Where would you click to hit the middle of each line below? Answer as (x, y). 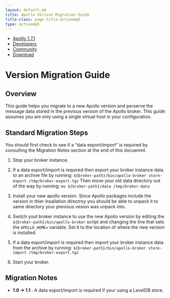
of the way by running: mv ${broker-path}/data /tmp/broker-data (81, 186)
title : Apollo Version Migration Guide (47, 15)
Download (23, 55)
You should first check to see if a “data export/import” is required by (77, 145)
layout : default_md (26, 10)
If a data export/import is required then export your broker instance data (88, 170)
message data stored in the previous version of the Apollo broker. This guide (85, 111)
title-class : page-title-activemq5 (43, 19)
